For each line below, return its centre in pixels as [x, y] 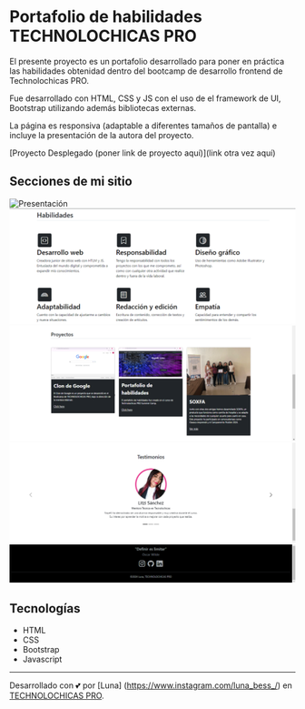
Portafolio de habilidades [106, 17]
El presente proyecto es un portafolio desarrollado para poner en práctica [147, 61]
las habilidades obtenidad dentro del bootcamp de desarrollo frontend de [146, 71]
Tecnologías [45, 608]
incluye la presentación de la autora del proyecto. [102, 135]
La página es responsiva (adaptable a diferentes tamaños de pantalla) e [143, 126]
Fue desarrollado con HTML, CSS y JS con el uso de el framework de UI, [145, 98]
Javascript [42, 659]
